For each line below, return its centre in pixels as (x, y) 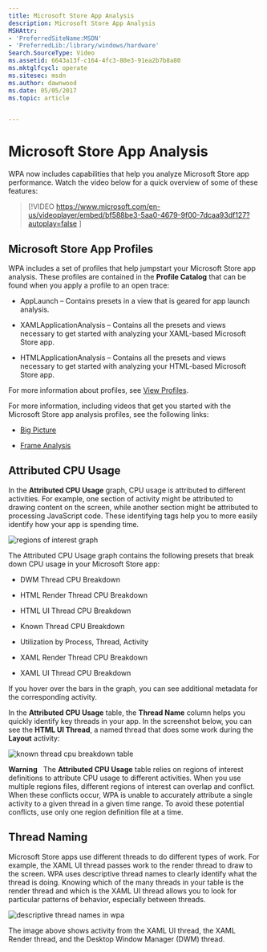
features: (23, 191)
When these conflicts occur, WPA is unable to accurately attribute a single (130, 795)
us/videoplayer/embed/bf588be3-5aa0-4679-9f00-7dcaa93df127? (139, 215)
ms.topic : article (39, 98)
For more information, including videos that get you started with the (119, 406)
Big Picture (38, 430)
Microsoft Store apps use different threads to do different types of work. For (134, 856)
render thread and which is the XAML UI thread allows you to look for (122, 891)
